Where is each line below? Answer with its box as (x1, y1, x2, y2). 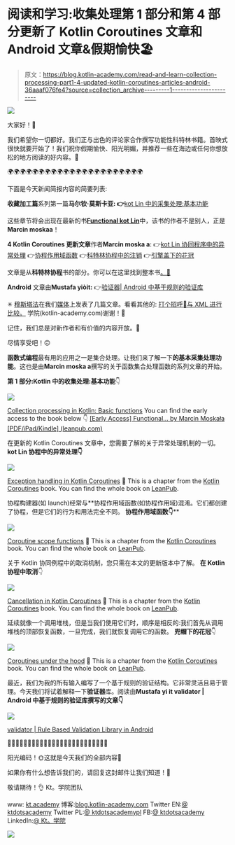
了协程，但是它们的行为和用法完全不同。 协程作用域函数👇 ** (7, 507, 180, 515)
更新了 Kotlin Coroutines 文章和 (20, 24, 203, 40)
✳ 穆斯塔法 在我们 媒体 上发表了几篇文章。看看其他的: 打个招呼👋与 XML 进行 (7, 300, 222, 308)
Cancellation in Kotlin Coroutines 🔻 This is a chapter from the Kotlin (7, 596, 201, 605)
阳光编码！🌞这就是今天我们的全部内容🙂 (7, 753, 122, 762)
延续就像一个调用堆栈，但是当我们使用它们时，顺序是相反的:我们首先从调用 (7, 618, 224, 627)
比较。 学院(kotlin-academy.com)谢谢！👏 (7, 309, 126, 317)
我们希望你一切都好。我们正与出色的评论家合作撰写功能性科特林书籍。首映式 (7, 135, 228, 144)
